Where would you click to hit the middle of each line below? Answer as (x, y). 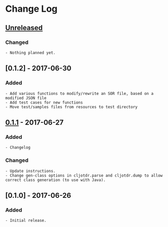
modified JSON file (26, 98)
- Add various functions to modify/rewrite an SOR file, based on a (79, 93)
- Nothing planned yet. (31, 53)
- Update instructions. (31, 171)
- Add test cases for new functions (44, 103)
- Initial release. (26, 221)
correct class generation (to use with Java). (55, 180)
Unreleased (24, 28)
